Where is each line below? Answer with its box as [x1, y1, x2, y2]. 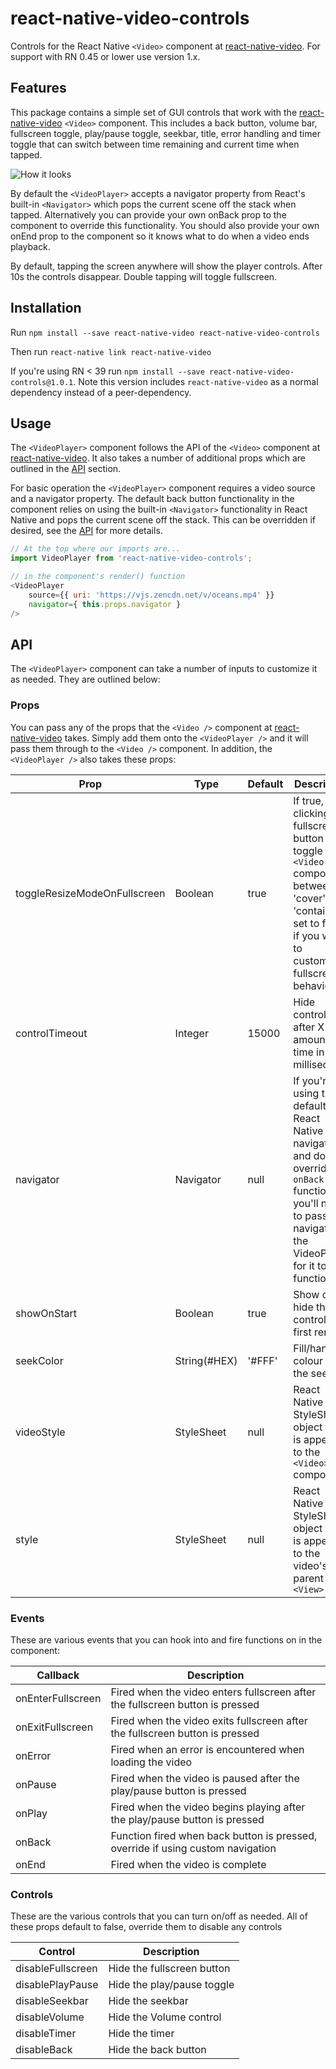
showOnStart [15, 1306, 78, 1320]
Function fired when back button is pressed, [110, 1828, 318, 1842]
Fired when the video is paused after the [110, 1771, 300, 1785]
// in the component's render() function [10, 572, 186, 582]
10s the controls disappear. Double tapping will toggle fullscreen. [10, 270, 278, 282]
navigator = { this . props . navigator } [28, 599, 182, 609]
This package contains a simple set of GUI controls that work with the [10, 106, 298, 118]
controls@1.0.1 [10, 377, 74, 387]
